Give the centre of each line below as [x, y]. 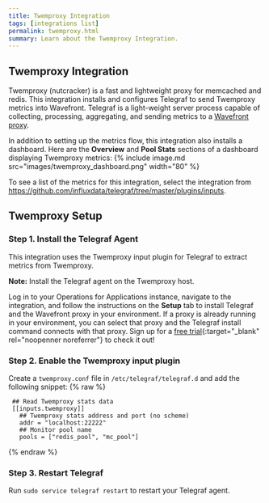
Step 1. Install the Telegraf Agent [74, 239]
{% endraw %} [33, 452]
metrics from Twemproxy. [51, 265]
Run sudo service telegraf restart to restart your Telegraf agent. [119, 491]
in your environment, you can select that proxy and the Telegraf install [125, 322]
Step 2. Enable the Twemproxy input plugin [95, 361]
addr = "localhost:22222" [63, 423]
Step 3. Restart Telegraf [56, 472]
